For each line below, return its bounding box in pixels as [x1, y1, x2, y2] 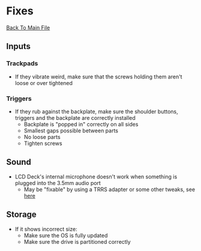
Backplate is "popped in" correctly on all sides [23, 120, 139, 128]
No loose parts [23, 133, 61, 140]
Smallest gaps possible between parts [23, 127, 119, 134]
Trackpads [6, 59, 38, 68]
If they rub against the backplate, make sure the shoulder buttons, [14, 108, 178, 115]
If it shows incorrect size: [14, 225, 77, 232]
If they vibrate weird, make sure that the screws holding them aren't [14, 73, 182, 80]
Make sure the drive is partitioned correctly [23, 238, 131, 245]
